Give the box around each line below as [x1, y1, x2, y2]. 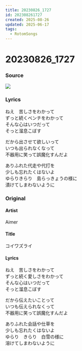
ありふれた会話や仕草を [5, 321, 55, 327]
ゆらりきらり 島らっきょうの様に [5, 175, 77, 181]
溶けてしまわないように [5, 340, 55, 346]
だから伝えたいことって [5, 297, 55, 303]
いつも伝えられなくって [5, 304, 55, 310]
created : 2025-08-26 [5, 17, 50, 22]
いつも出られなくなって [5, 145, 55, 151]
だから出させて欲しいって [5, 138, 59, 144]
